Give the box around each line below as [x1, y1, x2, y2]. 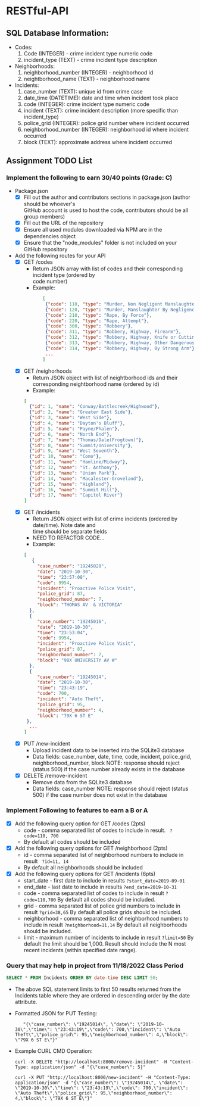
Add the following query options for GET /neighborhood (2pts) [14, 844, 168, 852]
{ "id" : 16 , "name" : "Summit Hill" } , [29, 487, 120, 492]
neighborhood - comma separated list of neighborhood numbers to [23, 915, 189, 922]
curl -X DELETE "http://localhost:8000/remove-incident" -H [14, 1059, 167, 1065]
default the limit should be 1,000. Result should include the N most [23, 940, 186, 947]
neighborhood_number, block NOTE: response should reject [32, 759, 180, 766]
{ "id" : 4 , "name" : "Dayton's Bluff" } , [29, 420, 126, 426]
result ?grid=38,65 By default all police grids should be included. [23, 908, 182, 915]
